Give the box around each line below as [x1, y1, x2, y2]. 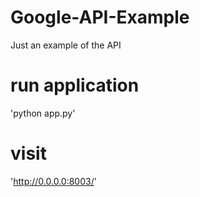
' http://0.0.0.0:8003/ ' [10, 175, 97, 187]
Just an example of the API [10, 39, 122, 51]
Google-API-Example [10, 6, 190, 29]
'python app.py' [10, 107, 76, 119]
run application [10, 74, 140, 97]
